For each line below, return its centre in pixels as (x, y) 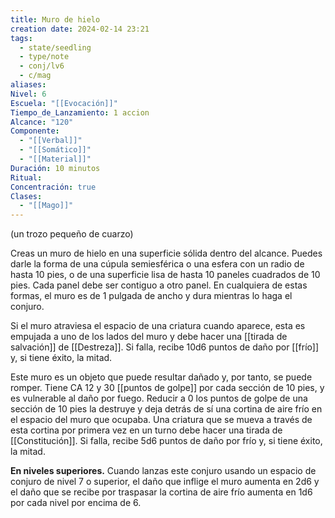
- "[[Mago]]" (46, 206)
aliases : (28, 85)
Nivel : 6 (28, 94)
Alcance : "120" (42, 122)
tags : (21, 38)
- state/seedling (55, 47)
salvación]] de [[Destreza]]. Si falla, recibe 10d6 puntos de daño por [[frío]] (165, 347)
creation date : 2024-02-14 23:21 (80, 29)
